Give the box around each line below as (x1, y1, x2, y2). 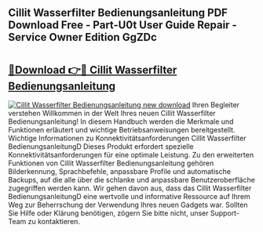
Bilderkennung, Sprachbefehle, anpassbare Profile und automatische (8, 167, 232, 176)
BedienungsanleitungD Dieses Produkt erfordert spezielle (8, 142, 194, 151)
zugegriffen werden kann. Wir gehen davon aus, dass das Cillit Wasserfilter (8, 183, 252, 193)
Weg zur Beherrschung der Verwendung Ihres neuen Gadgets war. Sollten (8, 200, 248, 209)
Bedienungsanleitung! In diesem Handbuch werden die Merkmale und (8, 117, 234, 126)
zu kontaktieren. (27, 217, 81, 226)
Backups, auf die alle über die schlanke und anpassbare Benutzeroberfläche (8, 176, 255, 184)
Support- (210, 208, 239, 218)
